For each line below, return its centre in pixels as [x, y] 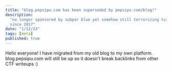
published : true [23, 39]
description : [19, 15]
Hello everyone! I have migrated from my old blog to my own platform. [79, 53]
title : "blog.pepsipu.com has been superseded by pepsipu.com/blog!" [81, 10]
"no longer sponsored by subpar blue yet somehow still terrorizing [84, 19]
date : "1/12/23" [23, 29]
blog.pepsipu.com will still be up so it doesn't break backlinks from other [82, 58]
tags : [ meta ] [19, 34]
